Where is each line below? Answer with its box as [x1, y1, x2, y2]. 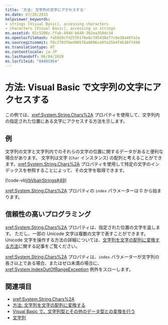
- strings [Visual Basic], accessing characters [5, 21, 109, 27]
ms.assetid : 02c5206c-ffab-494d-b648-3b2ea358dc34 [5, 31, 113, 36]
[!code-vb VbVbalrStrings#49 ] [5, 178, 67, 183]
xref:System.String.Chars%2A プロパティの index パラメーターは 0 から [5, 188, 153, 194]
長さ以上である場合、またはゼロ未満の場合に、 [5, 260, 102, 266]
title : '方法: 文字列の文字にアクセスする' [5, 7, 86, 13]
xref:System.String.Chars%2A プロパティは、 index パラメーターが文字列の [5, 254, 159, 260]
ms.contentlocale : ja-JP [5, 49, 57, 54]
